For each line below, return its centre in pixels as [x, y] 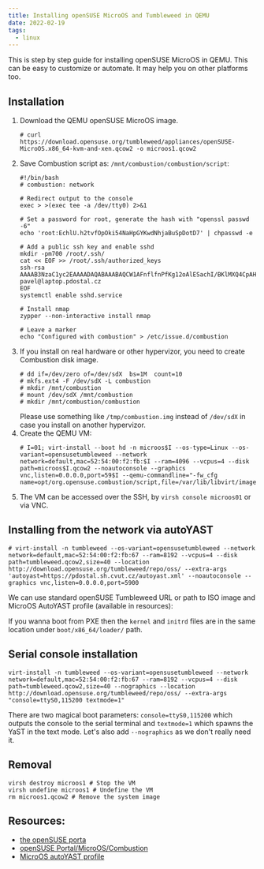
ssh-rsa [32, 268]
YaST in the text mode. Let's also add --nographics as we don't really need [130, 732]
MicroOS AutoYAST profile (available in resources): [91, 605]
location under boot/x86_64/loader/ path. [76, 629]
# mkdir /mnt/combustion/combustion [80, 402]
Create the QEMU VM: [56, 433]
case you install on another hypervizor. [82, 425]
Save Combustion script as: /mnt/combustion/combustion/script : [125, 163]
